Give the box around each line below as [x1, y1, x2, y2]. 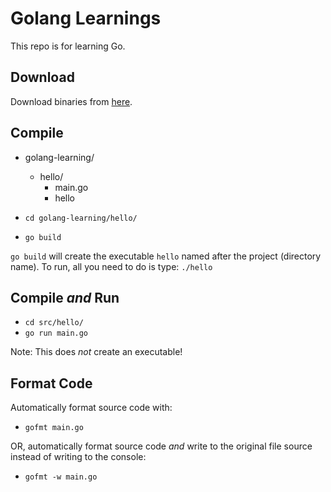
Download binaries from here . [10, 95, 133, 107]
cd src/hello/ [24, 318, 84, 328]
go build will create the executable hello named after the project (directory [10, 250, 322, 262]
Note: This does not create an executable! [10, 346, 183, 358]
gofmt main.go [24, 423, 84, 433]
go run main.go [24, 328, 89, 339]
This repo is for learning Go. [10, 40, 126, 52]
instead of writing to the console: [10, 451, 147, 463]
